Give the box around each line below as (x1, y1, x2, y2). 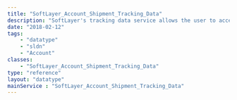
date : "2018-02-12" (7, 23, 65, 30)
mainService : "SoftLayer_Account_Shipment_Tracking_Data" (7, 82, 185, 89)
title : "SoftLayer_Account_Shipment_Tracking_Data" (7, 10, 162, 18)
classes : (7, 56, 33, 63)
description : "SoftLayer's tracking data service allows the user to (7, 17, 217, 24)
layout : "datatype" (7, 75, 65, 83)
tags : (7, 30, 23, 37)
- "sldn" (20, 43, 46, 50)
